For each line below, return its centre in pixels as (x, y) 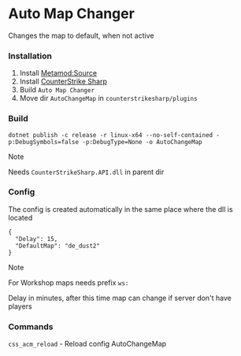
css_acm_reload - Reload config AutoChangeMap (87, 344)
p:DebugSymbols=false (44, 142)
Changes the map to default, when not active (81, 35)
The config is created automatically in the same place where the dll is (121, 209)
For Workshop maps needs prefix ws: (69, 282)
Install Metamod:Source (58, 73)
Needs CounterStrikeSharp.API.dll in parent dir (86, 172)
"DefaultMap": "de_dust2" (58, 246)
